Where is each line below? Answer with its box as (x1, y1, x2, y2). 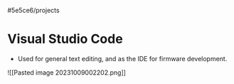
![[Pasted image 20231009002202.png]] (7, 68, 127, 77)
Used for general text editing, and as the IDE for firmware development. (17, 54, 228, 63)
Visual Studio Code (7, 31, 123, 47)
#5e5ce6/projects (7, 6, 60, 14)
